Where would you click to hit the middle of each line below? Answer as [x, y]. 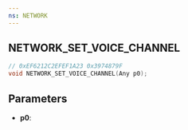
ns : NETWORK [28, 16]
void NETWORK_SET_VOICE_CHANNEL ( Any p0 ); [78, 74]
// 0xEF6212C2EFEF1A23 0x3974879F [66, 66]
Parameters [38, 98]
